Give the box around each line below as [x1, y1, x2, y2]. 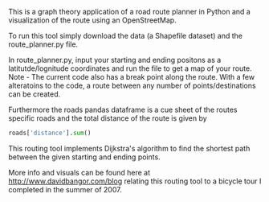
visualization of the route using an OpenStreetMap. [8, 15, 177, 25]
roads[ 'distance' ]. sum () [8, 129, 92, 137]
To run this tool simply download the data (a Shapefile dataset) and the [8, 31, 243, 40]
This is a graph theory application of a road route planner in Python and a [8, 7, 251, 16]
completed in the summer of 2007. [8, 184, 122, 194]
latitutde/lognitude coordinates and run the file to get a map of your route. [8, 64, 252, 73]
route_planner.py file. [8, 39, 79, 49]
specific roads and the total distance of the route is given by [8, 113, 207, 123]
